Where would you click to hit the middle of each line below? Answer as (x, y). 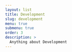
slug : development (24, 19)
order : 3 (14, 33)
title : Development (25, 14)
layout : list (18, 10)
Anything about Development (38, 42)
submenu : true (20, 28)
